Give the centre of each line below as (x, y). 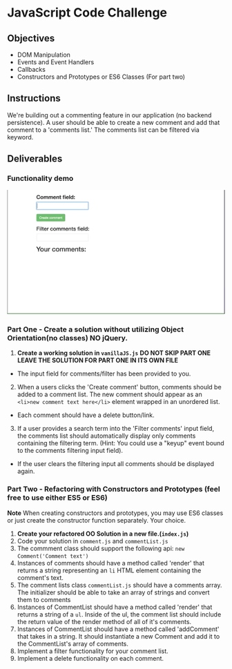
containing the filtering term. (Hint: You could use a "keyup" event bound (120, 443)
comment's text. (40, 577)
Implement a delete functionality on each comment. (90, 658)
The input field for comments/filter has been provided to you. (104, 374)
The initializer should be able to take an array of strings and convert (113, 592)
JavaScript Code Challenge (87, 13)
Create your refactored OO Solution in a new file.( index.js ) (103, 534)
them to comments (44, 599)
